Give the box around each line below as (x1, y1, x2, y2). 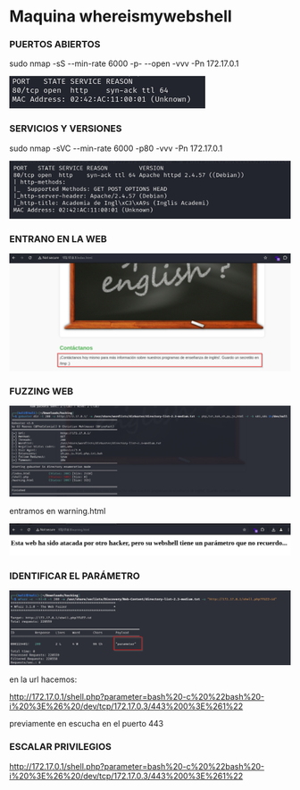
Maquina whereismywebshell (9, 6, 232, 27)
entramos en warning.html (9, 506, 106, 517)
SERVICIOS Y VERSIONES (9, 122, 122, 135)
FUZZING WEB (9, 385, 74, 397)
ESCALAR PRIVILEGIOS (9, 741, 112, 753)
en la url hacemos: (9, 674, 78, 685)
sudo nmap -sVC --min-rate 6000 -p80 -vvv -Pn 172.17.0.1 (9, 143, 223, 154)
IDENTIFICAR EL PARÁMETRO (9, 570, 140, 582)
